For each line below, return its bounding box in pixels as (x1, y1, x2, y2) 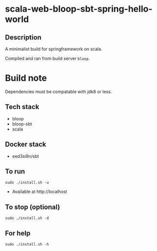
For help (5, 229, 31, 237)
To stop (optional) (5, 203, 60, 211)
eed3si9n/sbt (12, 153, 39, 159)
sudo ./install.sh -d (5, 216, 49, 221)
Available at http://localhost (12, 189, 67, 194)
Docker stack (5, 140, 46, 149)
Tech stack (5, 103, 39, 111)
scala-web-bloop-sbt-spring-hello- (5, 3, 153, 15)
